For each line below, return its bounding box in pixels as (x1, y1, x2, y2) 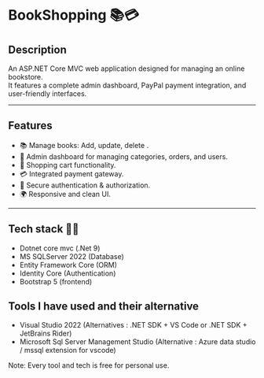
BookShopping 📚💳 (8, 6, 140, 24)
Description (8, 43, 67, 56)
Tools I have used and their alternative (8, 300, 199, 313)
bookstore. (8, 72, 43, 81)
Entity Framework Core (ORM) (19, 260, 118, 269)
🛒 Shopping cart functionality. (19, 160, 116, 169)
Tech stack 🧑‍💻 (8, 222, 80, 236)
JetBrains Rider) (19, 328, 72, 339)
